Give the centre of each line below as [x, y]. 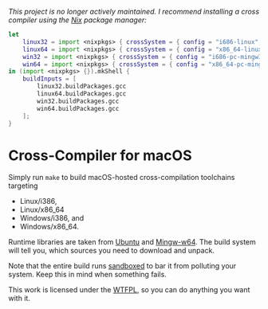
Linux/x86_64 [42, 209]
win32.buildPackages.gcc [78, 101]
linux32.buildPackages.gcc [82, 87]
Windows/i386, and [52, 218]
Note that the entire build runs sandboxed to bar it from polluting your [122, 266]
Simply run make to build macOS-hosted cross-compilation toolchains [122, 178]
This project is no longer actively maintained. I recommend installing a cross [134, 12]
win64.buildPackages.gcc [78, 108]
